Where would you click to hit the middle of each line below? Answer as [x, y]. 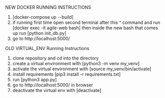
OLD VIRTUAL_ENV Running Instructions [47, 48]
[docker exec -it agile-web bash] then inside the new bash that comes [85, 28]
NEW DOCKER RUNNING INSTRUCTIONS [48, 7]
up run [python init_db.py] [39, 33]
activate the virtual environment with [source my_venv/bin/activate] [82, 69]
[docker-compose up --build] [43, 17]
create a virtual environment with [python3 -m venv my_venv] [76, 63]
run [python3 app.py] [34, 80]
